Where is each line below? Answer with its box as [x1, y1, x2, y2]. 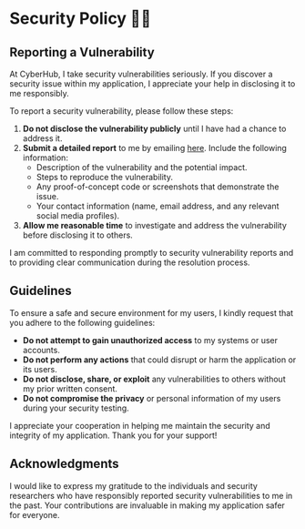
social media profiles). [36, 210, 120, 221]
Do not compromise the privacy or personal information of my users [22, 392, 281, 403]
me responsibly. [9, 88, 70, 98]
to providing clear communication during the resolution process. [9, 257, 250, 268]
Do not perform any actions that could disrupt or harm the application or [22, 354, 297, 365]
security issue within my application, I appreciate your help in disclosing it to [9, 78, 296, 89]
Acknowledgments [9, 456, 120, 472]
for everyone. [9, 509, 60, 520]
